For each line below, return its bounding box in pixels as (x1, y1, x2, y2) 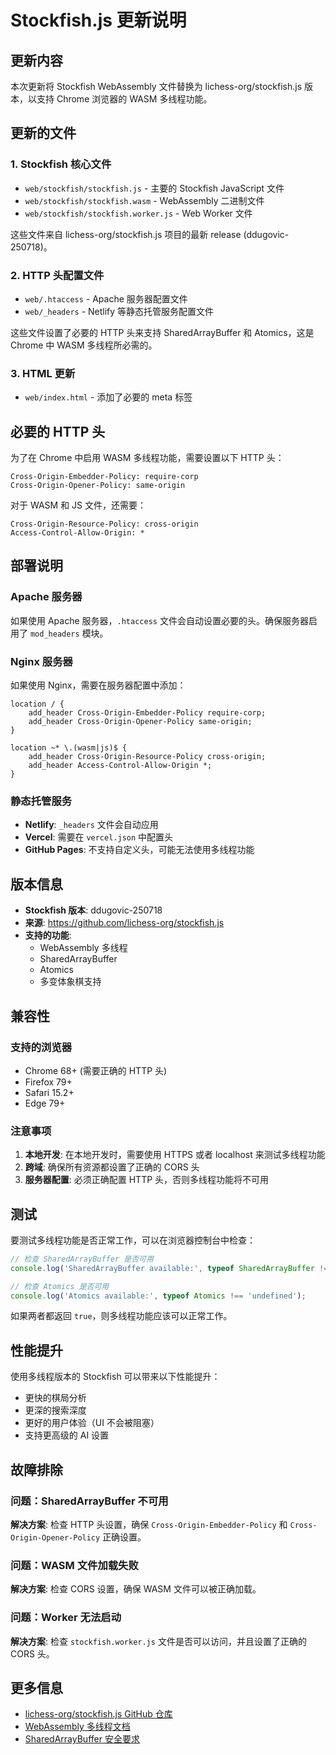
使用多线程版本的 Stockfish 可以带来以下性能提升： (10, 1371, 221, 1383)
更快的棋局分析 (24, 1392, 87, 1404)
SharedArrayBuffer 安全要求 (24, 1733, 140, 1745)
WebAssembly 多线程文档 (24, 1721, 131, 1733)
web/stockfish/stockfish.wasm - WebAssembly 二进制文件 (24, 194, 265, 206)
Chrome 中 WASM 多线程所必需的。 (10, 339, 158, 351)
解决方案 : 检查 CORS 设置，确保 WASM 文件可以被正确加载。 (10, 1583, 262, 1595)
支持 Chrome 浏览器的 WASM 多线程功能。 (36, 93, 213, 105)
